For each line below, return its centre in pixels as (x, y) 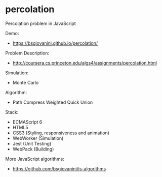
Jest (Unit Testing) (32, 143)
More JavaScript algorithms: (35, 159)
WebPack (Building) (33, 149)
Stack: (12, 112)
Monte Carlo (26, 82)
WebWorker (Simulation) (38, 138)
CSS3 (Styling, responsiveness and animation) (61, 133)
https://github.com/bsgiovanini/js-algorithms (59, 168)
